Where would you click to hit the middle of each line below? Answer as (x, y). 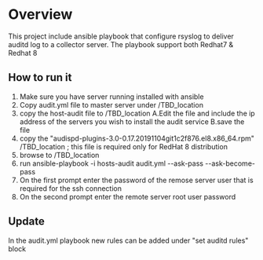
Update (27, 222)
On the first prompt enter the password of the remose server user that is (136, 180)
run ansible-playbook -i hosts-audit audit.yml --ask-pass (111, 163)
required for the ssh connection (71, 188)
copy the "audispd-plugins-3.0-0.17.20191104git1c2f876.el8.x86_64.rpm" (137, 138)
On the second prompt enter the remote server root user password (128, 196)
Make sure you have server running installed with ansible (111, 97)
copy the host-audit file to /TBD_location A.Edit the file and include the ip (137, 113)
